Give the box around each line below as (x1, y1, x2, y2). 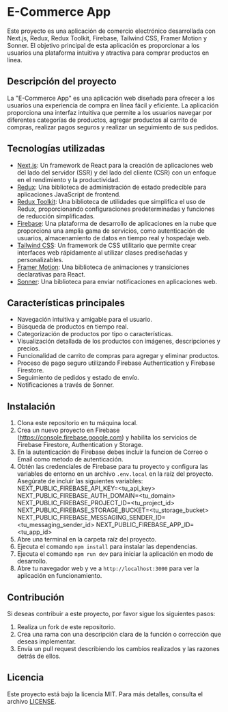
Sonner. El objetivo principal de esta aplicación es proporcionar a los (7, 41, 200, 49)
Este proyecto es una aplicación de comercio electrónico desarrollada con (7, 27, 216, 35)
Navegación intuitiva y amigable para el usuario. (16, 316, 152, 324)
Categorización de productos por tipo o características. (16, 330, 173, 338)
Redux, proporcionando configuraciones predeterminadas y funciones (16, 205, 215, 213)
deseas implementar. (16, 637, 76, 646)
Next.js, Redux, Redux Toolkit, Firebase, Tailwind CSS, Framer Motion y (7, 34, 207, 42)
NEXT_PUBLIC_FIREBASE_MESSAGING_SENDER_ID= (16, 513, 166, 522)
